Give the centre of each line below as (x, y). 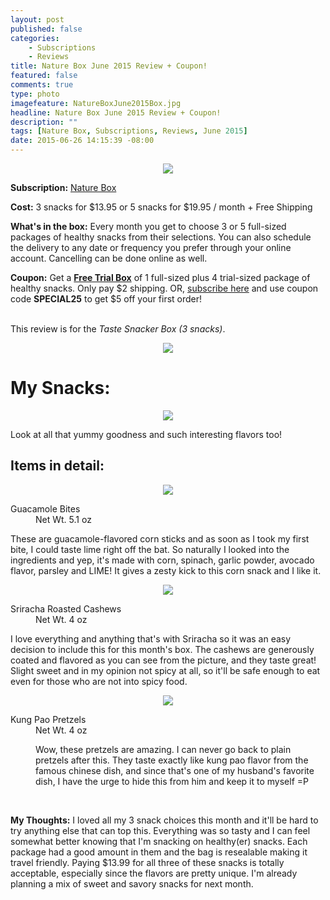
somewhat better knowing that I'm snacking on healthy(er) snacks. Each (159, 841)
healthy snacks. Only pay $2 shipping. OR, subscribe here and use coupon (164, 288)
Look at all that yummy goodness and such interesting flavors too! (146, 434)
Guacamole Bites (45, 508)
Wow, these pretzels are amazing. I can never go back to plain (163, 749)
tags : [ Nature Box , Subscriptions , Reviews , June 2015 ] (129, 131)
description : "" (44, 122)
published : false (46, 29)
